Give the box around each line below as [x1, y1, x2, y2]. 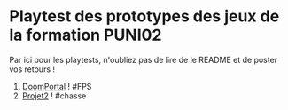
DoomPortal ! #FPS [21, 81, 92, 91]
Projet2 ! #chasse [21, 90, 87, 101]
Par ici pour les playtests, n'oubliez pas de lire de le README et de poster [9, 54, 277, 65]
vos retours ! [9, 64, 56, 75]
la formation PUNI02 [9, 25, 162, 45]
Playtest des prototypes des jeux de [9, 6, 280, 27]
